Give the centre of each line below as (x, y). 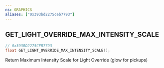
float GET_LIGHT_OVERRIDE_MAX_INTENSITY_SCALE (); (58, 51)
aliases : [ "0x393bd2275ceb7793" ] (40, 14)
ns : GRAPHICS (19, 10)
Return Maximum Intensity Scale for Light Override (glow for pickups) (77, 60)
